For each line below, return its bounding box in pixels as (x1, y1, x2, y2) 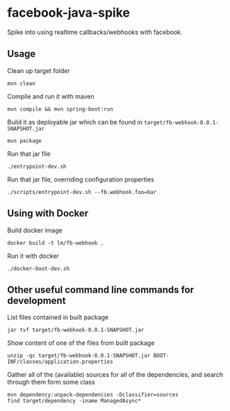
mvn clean (7, 80, 36, 87)
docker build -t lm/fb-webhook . (7, 239, 104, 246)
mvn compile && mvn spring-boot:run (7, 106, 113, 113)
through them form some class (7, 378, 95, 387)
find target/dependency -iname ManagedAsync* (7, 398, 141, 405)
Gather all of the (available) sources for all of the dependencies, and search (7, 371, 224, 379)
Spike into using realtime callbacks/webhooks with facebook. (7, 28, 183, 36)
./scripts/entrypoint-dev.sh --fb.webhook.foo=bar (7, 188, 157, 195)
